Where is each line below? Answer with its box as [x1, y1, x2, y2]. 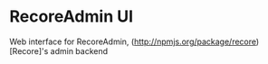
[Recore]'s [9, 45, 49, 56]
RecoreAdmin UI [9, 6, 134, 27]
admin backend [50, 45, 109, 56]
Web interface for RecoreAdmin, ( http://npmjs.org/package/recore [9, 36, 256, 47]
